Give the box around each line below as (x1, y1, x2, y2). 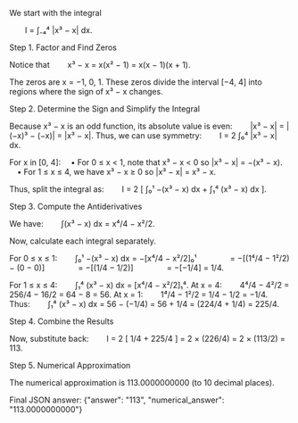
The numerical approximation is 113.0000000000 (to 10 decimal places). (9, 377, 275, 387)
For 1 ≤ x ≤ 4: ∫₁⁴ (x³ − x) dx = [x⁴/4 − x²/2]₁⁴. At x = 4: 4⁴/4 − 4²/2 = (9, 280, 290, 290)
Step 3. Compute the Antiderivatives (9, 201, 143, 211)
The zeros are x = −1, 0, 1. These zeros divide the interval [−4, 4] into (9, 77, 263, 87)
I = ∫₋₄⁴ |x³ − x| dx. (25, 25, 93, 35)
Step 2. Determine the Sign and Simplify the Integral (9, 104, 201, 114)
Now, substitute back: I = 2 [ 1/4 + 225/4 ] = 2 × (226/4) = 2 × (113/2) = (9, 334, 286, 344)
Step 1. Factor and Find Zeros (9, 42, 118, 53)
